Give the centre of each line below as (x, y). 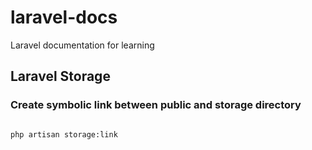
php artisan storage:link (64, 134)
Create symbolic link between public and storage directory (156, 105)
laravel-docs (64, 17)
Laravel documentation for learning (82, 45)
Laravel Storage (60, 76)
